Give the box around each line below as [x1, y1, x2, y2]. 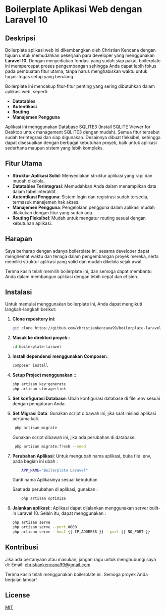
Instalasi [5, 288, 32, 297]
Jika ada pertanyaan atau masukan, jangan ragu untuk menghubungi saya [5, 556, 156, 562]
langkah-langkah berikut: [5, 307, 56, 312]
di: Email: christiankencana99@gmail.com [5, 562, 91, 568]
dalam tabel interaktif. [12, 188, 57, 194]
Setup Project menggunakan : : [12, 372, 77, 378]
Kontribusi [5, 543, 39, 552]
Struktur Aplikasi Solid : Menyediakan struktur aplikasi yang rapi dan [12, 172, 153, 178]
